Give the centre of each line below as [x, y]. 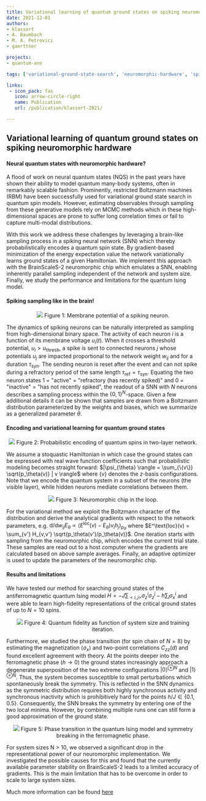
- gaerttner [21, 47]
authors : [17, 23]
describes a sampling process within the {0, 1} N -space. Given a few [91, 393]
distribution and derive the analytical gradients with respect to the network [101, 518]
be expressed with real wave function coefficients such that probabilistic [98, 460]
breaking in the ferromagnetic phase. [103, 736]
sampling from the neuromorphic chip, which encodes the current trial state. [103, 541]
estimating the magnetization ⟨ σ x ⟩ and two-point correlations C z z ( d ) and [97, 648]
